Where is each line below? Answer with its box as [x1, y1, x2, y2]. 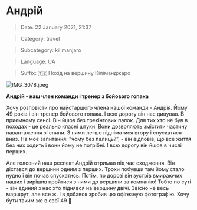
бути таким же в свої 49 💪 [6, 196, 72, 204]
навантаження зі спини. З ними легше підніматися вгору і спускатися [6, 129, 182, 136]
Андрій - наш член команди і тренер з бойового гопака [6, 93, 149, 100]
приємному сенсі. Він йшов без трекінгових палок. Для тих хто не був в [6, 116, 188, 123]
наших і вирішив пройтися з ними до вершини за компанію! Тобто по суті [6, 178, 192, 185]
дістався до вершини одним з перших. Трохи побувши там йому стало [6, 165, 185, 172]
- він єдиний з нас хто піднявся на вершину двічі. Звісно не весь [6, 184, 169, 191]
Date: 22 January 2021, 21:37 [20, 24, 92, 31]
